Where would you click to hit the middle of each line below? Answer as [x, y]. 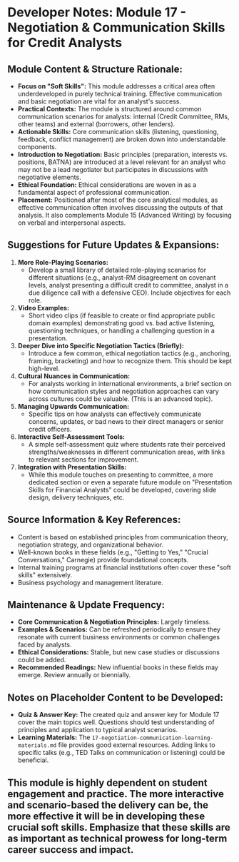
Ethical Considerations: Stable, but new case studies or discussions [118, 652]
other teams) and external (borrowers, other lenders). [96, 124]
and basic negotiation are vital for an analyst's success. [100, 101]
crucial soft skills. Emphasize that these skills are [119, 827]
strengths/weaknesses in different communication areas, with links [127, 452]
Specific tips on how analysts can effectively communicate [115, 414]
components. [37, 147]
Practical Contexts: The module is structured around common [110, 109]
